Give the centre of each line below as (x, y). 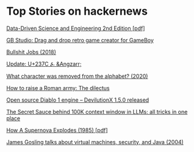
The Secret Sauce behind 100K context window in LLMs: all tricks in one (97, 112)
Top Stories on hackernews (77, 11)
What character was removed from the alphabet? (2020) (77, 76)
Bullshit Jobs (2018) (31, 52)
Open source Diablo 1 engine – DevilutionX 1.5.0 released (78, 100)
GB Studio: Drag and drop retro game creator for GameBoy (80, 40)
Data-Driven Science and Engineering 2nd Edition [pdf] (76, 28)
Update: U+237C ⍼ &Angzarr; (44, 64)
